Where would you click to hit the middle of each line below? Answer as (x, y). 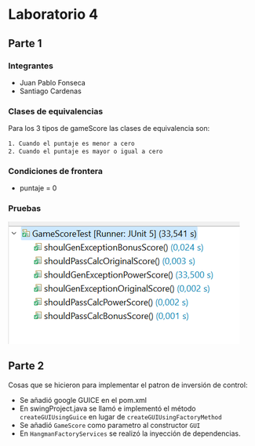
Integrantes (31, 66)
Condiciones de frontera (56, 172)
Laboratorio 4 (53, 15)
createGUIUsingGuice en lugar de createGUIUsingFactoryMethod (120, 416)
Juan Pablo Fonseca (53, 82)
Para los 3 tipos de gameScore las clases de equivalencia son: (109, 129)
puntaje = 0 (38, 188)
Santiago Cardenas (51, 91)
